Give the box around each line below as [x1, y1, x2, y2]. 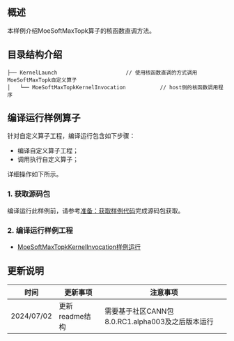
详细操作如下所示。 [7, 170, 63, 179]
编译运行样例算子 [7, 112, 81, 124]
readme [58, 311, 84, 321]
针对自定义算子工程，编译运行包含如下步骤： [7, 132, 136, 140]
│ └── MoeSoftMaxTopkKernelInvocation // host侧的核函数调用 [7, 84, 219, 91]
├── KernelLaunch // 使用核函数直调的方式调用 [7, 69, 198, 76]
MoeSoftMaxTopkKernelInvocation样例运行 [17, 243, 141, 251]
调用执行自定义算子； [17, 156, 79, 164]
